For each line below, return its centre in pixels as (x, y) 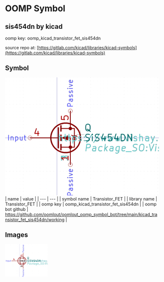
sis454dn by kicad (34, 27)
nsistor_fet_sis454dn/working (35, 220)
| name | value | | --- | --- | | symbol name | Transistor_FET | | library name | (81, 199)
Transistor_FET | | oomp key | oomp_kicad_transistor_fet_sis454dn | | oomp (81, 204)
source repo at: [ (22, 48)
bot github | (17, 209)
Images (17, 235)
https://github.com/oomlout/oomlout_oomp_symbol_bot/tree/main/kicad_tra (81, 215)
